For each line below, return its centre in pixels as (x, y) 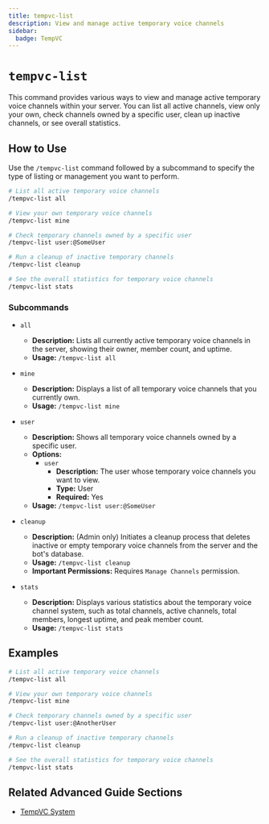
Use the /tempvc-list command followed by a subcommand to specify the (132, 168)
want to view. (78, 480)
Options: (47, 454)
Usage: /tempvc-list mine (76, 406)
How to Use (38, 149)
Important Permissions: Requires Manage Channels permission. (136, 571)
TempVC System (47, 812)
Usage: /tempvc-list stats (77, 628)
